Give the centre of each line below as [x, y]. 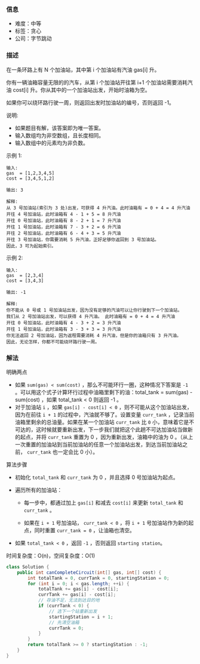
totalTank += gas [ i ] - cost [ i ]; [78, 589]
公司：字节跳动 [33, 39]
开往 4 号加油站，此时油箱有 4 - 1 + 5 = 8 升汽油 [64, 214]
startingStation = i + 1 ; [81, 617]
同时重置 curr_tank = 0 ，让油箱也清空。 [85, 530]
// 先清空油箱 [64, 622]
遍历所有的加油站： [39, 490]
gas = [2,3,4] [25, 275]
